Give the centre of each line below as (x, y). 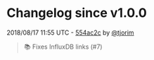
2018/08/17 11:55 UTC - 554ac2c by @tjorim (70, 32)
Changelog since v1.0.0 (77, 13)
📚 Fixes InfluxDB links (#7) (63, 47)
